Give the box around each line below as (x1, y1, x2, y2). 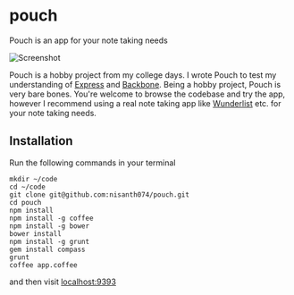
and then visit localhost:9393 (9, 276, 116, 287)
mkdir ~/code (9, 174, 58, 183)
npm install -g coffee (9, 214, 94, 223)
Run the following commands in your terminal (9, 157, 176, 168)
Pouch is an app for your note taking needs (9, 35, 168, 46)
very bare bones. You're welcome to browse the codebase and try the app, (9, 88, 286, 99)
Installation (9, 133, 73, 148)
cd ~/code (9, 182, 46, 191)
